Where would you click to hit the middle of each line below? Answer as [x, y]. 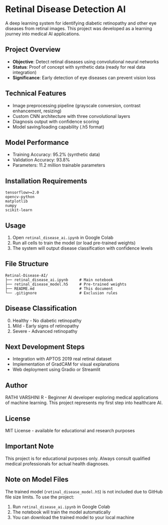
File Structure [27, 264]
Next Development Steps [45, 347]
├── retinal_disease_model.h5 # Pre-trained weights [66, 284]
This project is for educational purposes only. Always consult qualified [78, 458]
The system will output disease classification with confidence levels [82, 248]
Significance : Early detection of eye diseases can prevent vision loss [84, 77]
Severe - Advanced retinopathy [45, 331]
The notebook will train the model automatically [61, 512]
